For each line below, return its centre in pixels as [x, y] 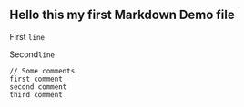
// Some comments [42, 71]
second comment [38, 87]
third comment [36, 94]
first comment [36, 79]
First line [27, 36]
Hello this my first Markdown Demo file [122, 15]
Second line [32, 54]
